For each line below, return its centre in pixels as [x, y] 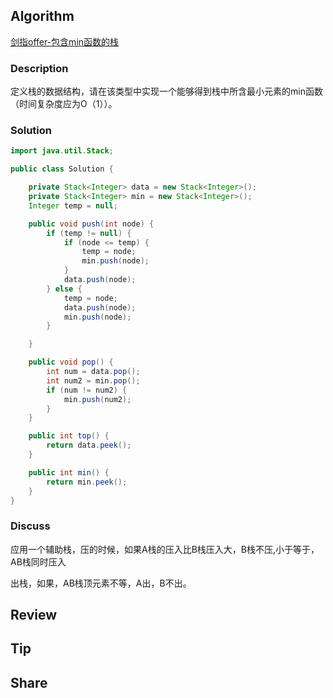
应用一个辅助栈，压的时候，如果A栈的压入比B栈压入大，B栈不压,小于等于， [165, 549]
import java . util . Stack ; [62, 151]
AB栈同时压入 [38, 561]
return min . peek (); [87, 482]
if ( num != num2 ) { [87, 390]
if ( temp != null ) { [89, 233]
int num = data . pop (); [93, 372]
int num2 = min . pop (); [93, 380]
